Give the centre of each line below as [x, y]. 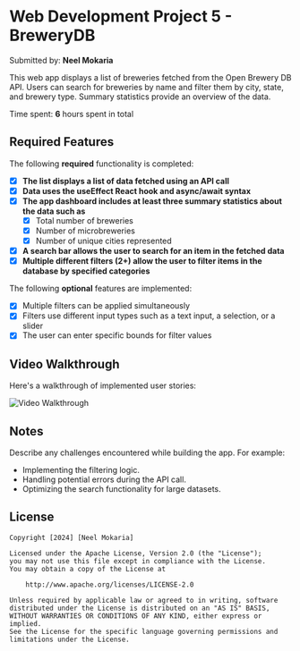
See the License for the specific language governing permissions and [144, 631]
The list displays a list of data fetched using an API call [126, 181]
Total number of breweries [85, 220]
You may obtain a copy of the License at [88, 569]
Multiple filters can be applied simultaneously [106, 306]
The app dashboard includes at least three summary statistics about [152, 201]
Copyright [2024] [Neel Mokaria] [72, 537]
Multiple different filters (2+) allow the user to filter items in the [142, 261]
